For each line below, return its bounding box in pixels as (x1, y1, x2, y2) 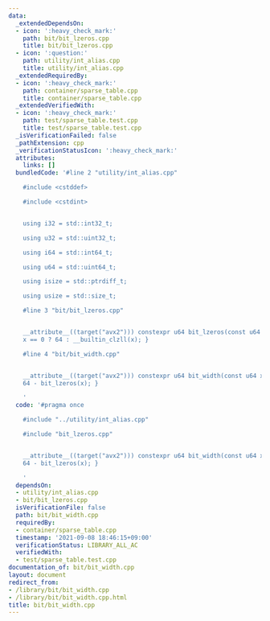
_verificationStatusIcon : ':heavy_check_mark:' (15, 146, 178, 154)
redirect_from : (8, 578, 59, 586)
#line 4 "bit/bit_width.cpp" (22, 350, 121, 358)
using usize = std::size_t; (22, 292, 117, 300)
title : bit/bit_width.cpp (8, 601, 95, 609)
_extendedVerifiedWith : (15, 101, 95, 109)
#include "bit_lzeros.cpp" (22, 430, 113, 438)
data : (8, 11, 27, 20)
